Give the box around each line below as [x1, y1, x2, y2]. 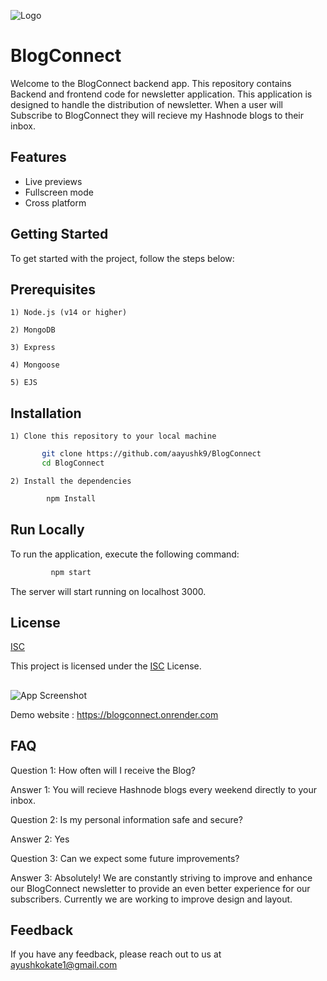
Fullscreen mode [24, 186, 95, 198]
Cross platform [24, 196, 87, 209]
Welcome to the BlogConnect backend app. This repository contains [10, 77, 292, 89]
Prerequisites [10, 281, 96, 298]
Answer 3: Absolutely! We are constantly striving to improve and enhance [10, 871, 313, 884]
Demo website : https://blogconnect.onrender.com [10, 708, 219, 720]
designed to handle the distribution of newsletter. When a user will [10, 98, 283, 110]
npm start [50, 567, 92, 577]
